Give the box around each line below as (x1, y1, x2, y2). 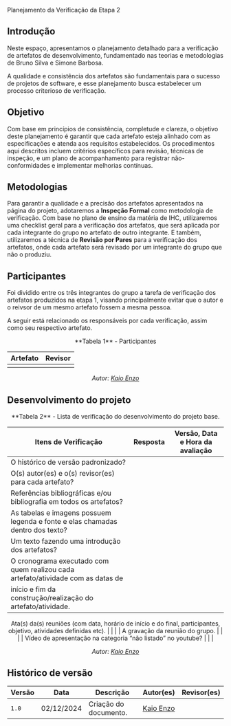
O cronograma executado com (10, 556, 109, 566)
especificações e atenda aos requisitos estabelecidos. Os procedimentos (7, 139, 215, 147)
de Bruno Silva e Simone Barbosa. (7, 58, 104, 67)
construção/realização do (10, 593, 94, 603)
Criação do (88, 699, 124, 709)
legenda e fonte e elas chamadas (10, 517, 118, 527)
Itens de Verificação (34, 437, 103, 447)
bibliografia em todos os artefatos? (10, 497, 124, 507)
